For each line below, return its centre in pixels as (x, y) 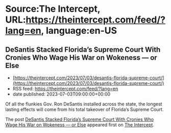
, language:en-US (79, 31)
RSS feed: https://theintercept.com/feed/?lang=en (65, 88)
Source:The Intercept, (53, 9)
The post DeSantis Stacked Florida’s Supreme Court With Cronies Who (80, 119)
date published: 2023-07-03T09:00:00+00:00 (62, 94)
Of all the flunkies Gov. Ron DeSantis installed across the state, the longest (84, 104)
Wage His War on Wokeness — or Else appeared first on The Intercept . (80, 125)
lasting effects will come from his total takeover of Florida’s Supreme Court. (84, 109)
